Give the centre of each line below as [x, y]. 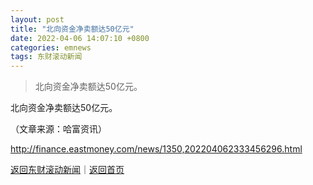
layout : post [37, 19]
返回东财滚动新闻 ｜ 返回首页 [67, 170]
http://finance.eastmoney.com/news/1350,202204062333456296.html [156, 149]
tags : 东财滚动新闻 [46, 57]
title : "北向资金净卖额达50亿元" [72, 29]
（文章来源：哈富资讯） [58, 129]
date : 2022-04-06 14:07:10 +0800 [80, 38]
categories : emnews [51, 47]
